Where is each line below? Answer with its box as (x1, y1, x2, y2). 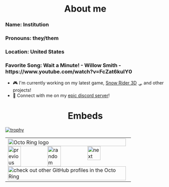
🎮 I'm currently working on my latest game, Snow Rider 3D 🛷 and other (12, 80, 164, 86)
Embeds (67, 110, 103, 122)
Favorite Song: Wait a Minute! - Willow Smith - (5, 62, 121, 69)
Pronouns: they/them (5, 35, 59, 42)
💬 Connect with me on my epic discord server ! (12, 92, 110, 99)
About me (64, 3, 107, 15)
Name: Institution (5, 21, 49, 28)
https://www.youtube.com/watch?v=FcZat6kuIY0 (5, 68, 132, 75)
